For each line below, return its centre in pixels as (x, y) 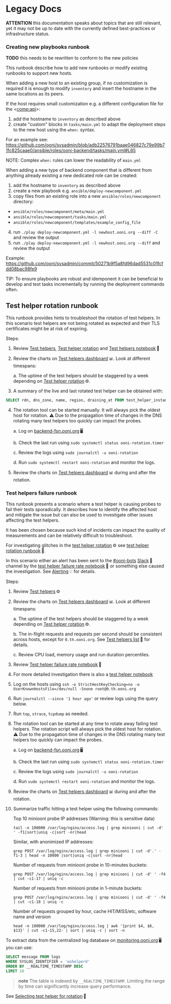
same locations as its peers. (35, 94)
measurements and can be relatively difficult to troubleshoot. (70, 536)
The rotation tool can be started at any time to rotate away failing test (85, 724)
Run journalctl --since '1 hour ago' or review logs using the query (85, 698)
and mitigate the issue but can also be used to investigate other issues (79, 515)
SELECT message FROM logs (33, 957)
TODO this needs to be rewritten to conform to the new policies (72, 58)
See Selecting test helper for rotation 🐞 (46, 996)
